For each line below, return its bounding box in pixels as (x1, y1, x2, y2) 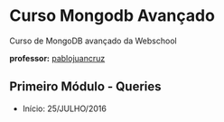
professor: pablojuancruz (9, 52, 106, 63)
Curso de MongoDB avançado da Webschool (9, 35, 178, 46)
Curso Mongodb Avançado (9, 5, 215, 26)
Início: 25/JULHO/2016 (22, 103, 107, 114)
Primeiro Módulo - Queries (9, 79, 162, 95)
